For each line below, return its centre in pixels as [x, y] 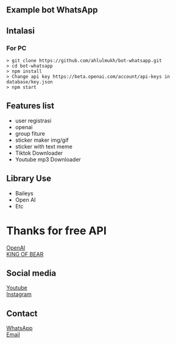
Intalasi [21, 31]
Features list [30, 106]
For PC [16, 48]
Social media [31, 273]
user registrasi [33, 121]
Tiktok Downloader [39, 153]
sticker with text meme [44, 146]
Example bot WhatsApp [52, 10]
